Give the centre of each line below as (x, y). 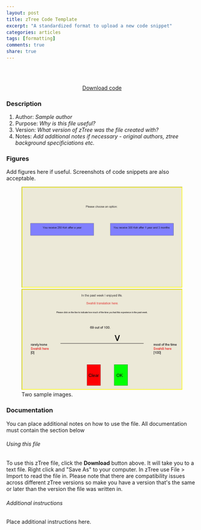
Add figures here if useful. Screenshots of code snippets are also (88, 172)
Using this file (23, 444)
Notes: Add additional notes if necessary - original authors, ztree (97, 137)
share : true (21, 52)
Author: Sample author (44, 117)
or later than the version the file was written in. (64, 489)
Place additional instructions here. (49, 522)
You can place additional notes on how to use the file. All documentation (97, 423)
